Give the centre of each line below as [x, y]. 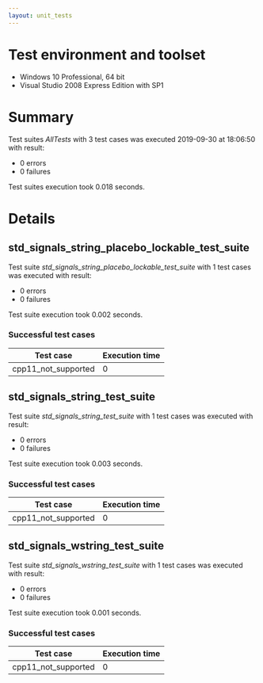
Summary [41, 117]
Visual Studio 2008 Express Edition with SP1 [91, 85]
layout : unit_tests [40, 15]
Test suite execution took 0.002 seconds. [76, 315]
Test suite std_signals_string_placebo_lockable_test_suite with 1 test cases [130, 267]
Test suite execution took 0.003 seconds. [76, 464]
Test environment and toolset [107, 54]
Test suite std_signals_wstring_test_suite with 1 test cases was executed [126, 565]
